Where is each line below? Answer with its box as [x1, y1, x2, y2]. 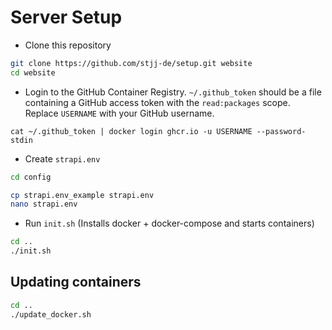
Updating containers [10, 274, 142, 291]
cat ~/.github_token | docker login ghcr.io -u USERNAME [10, 126, 253, 136]
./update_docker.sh [10, 309, 92, 320]
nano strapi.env [10, 199, 78, 210]
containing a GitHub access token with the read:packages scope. [24, 96, 291, 108]
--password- [256, 126, 307, 136]
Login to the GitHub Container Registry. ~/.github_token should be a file [24, 86, 322, 98]
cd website [10, 67, 56, 78]
